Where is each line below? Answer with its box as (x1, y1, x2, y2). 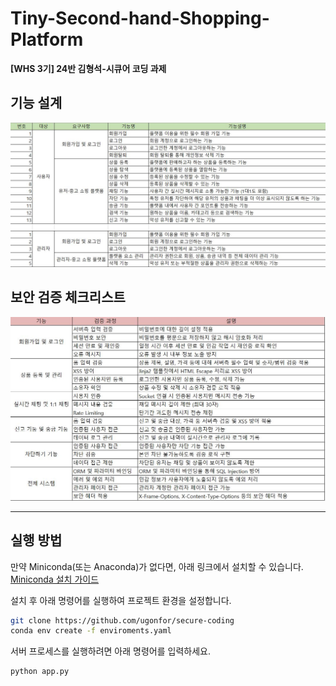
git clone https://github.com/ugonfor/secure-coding (10, 615, 235, 626)
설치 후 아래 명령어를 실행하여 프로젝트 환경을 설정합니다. (10, 594, 232, 606)
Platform (10, 28, 84, 51)
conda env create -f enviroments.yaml (10, 626, 172, 636)
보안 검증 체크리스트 (10, 289, 126, 306)
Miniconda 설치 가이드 (10, 573, 100, 585)
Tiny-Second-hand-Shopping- (10, 7, 270, 30)
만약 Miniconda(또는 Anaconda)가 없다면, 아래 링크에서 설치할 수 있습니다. (10, 560, 304, 572)
